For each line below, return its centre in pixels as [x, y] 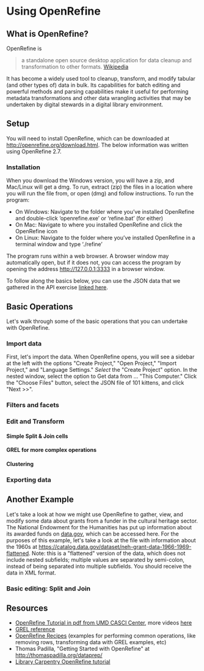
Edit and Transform [35, 421]
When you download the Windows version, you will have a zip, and [90, 181]
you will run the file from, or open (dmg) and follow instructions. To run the [100, 194]
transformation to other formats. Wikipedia [75, 67]
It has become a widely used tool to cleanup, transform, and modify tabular [101, 78]
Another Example [40, 500]
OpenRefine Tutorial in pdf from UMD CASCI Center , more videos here [104, 623]
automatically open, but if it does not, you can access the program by [94, 263]
